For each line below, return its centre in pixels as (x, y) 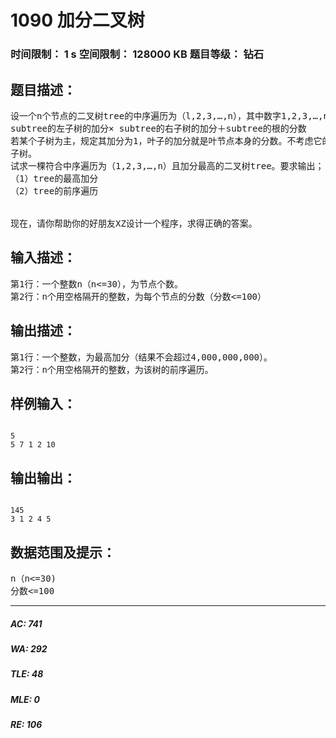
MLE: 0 (25, 699)
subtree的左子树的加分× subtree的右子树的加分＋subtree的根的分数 (158, 128)
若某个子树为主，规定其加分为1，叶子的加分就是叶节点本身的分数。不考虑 (162, 140)
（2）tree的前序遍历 (54, 190)
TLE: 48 (27, 674)
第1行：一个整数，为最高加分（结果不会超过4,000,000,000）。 (141, 357)
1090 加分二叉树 (77, 20)
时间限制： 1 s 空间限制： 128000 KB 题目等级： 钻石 (137, 54)
